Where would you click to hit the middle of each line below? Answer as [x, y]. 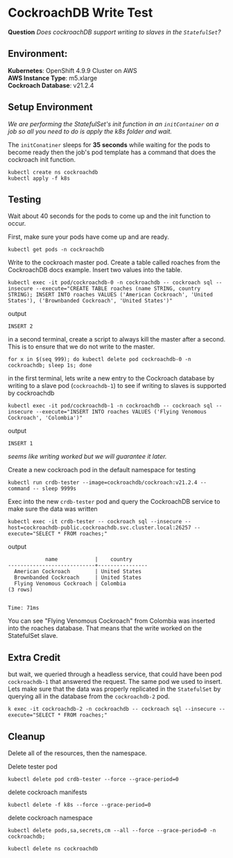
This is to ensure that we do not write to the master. [81, 347]
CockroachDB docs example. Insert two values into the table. [95, 270]
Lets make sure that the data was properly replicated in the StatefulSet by [114, 689]
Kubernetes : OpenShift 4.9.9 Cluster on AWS [72, 70]
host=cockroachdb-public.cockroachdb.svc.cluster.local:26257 [100, 528]
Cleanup [27, 736]
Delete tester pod [33, 766]
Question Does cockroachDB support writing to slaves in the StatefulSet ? [114, 32]
